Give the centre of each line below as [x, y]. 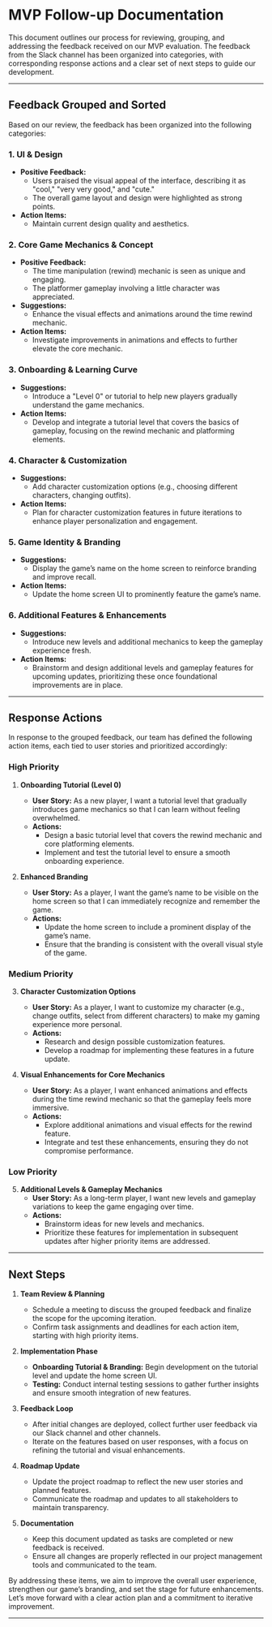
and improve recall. [64, 577]
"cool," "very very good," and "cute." [93, 189]
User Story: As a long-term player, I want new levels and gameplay [144, 1198]
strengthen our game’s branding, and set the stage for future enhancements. [136, 1590]
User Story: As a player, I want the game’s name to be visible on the [145, 892]
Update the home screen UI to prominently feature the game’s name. [147, 594]
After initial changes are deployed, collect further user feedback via [144, 1424]
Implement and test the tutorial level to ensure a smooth [137, 852]
